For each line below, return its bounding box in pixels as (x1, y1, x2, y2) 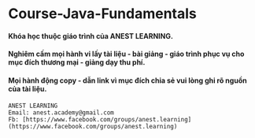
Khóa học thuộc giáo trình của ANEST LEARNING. (8, 31, 173, 40)
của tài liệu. (8, 84, 47, 93)
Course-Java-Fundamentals (8, 5, 197, 23)
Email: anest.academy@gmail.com (8, 108, 114, 117)
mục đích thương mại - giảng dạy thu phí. (8, 58, 146, 67)
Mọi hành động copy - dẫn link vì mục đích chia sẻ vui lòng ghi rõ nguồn (8, 76, 247, 85)
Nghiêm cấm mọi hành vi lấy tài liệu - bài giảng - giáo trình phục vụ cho (8, 49, 245, 59)
